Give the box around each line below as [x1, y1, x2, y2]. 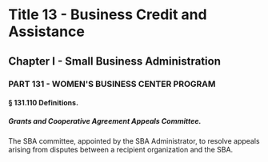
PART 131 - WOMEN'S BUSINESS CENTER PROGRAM [8, 78, 216, 89]
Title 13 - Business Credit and [8, 6, 207, 24]
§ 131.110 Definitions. [8, 98, 78, 108]
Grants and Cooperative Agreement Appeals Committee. [8, 116, 202, 125]
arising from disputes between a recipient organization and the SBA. [8, 145, 234, 155]
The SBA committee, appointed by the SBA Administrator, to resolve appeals [8, 136, 260, 146]
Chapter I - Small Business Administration [8, 54, 222, 68]
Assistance [8, 22, 86, 41]
